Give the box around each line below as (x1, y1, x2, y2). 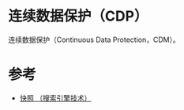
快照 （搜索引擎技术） (19, 93, 92, 103)
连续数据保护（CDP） (8, 7, 148, 25)
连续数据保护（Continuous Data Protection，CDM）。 (8, 35, 180, 44)
